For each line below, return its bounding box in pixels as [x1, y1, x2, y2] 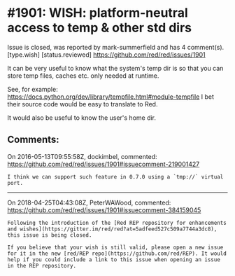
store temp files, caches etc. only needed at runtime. [7, 71, 159, 80]
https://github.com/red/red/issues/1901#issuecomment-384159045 [7, 205, 201, 214]
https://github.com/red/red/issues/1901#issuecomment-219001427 [7, 160, 200, 168]
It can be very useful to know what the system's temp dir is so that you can [7, 64, 224, 72]
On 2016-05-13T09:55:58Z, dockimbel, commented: [7, 152, 157, 160]
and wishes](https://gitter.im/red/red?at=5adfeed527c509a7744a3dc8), [7, 226, 218, 233]
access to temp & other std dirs [7, 20, 192, 36]
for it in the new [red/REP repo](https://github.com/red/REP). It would [7, 250, 227, 257]
